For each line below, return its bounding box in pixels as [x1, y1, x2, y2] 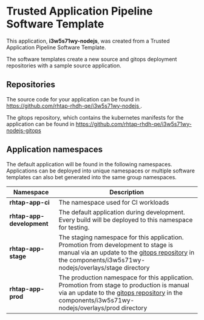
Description [109, 188, 144, 196]
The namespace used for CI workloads [58, 198, 169, 206]
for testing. [58, 223, 90, 231]
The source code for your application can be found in [6, 95, 140, 103]
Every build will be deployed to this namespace [58, 216, 193, 224]
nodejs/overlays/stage [58, 263, 123, 271]
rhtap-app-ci [9, 198, 50, 206]
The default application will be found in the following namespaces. [6, 160, 172, 168]
